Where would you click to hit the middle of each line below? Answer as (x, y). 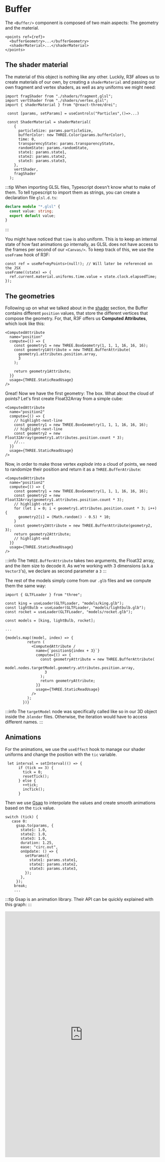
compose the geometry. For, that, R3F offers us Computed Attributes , (76, 319)
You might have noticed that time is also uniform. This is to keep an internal (81, 239)
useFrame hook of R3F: (27, 255)
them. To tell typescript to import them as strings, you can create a (72, 192)
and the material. (22, 28)
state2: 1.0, (34, 834)
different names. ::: (24, 722)
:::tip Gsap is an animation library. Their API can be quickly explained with (79, 899)
